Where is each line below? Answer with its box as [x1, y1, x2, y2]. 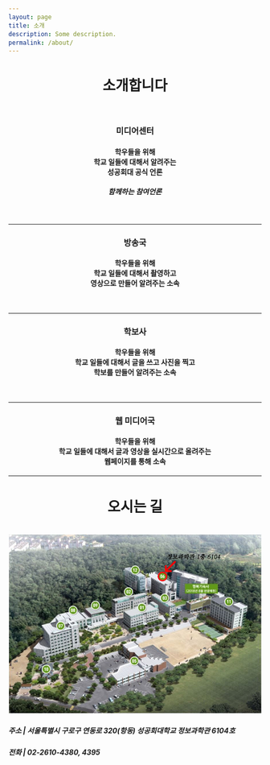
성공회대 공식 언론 [107, 167, 163, 176]
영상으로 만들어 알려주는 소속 [90, 279, 180, 288]
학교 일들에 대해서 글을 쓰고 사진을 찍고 [75, 358, 195, 367]
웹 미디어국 [115, 415, 155, 426]
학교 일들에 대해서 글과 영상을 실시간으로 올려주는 [59, 447, 211, 457]
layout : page [8, 13, 52, 21]
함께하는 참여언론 [108, 187, 162, 196]
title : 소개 [8, 21, 46, 30]
